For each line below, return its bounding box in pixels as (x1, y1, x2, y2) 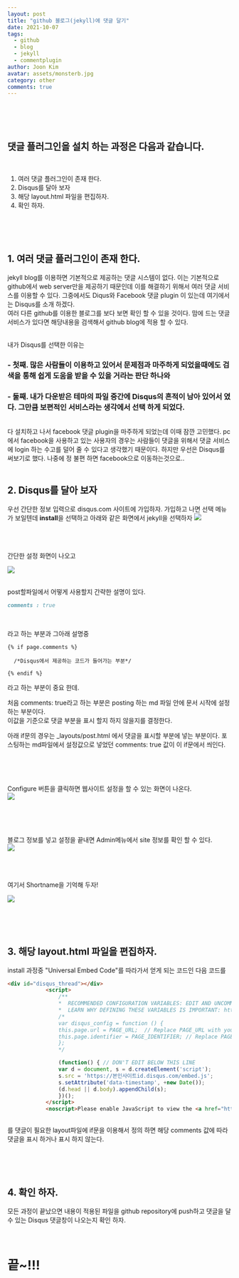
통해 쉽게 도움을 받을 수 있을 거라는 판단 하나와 (22, 370, 171, 380)
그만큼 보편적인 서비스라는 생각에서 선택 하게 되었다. (17, 402, 185, 412)
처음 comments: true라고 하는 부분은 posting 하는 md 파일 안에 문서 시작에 (7, 698, 217, 707)
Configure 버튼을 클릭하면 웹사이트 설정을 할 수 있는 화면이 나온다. (7, 784, 192, 793)
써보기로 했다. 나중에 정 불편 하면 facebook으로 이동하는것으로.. (7, 454, 185, 463)
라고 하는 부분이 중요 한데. (7, 683, 80, 692)
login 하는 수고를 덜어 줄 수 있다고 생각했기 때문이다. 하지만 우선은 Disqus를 (14, 445, 225, 454)
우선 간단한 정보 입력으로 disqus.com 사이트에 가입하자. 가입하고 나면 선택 (7, 504, 214, 513)
